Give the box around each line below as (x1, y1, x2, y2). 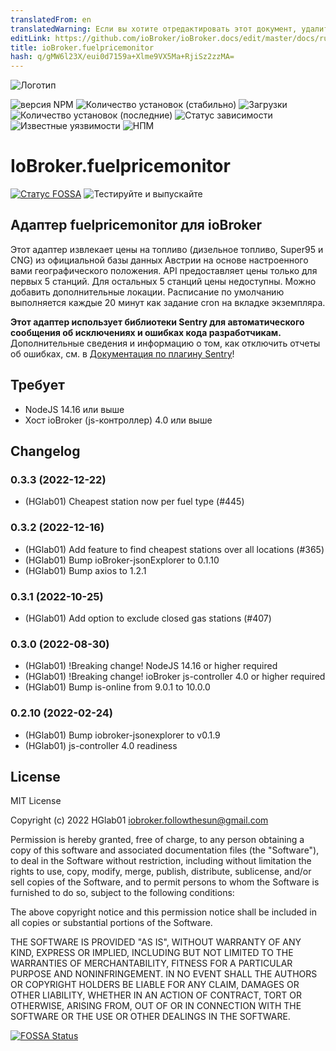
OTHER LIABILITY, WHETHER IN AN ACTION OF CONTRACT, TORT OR (10, 989, 302, 1001)
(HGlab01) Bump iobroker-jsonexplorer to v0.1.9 (24, 729, 221, 741)
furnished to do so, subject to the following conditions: (10, 887, 235, 899)
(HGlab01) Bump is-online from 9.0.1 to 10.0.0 (24, 681, 211, 693)
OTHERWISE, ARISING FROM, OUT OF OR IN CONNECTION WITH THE (10, 1000, 302, 1012)
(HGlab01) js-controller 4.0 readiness (24, 739, 178, 751)
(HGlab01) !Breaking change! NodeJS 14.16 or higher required (24, 660, 278, 672)
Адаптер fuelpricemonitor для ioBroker (10, 217, 263, 234)
